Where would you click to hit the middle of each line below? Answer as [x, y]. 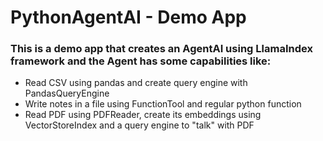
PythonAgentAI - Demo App [128, 17]
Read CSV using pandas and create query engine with [136, 83]
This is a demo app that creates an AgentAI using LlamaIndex [161, 49]
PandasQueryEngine [67, 93]
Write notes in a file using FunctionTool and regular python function [163, 104]
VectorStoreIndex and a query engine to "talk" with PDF [139, 125]
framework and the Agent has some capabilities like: [141, 61]
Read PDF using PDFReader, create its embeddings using [143, 115]
